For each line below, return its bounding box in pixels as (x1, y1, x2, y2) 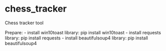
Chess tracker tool (5, 20, 44, 26)
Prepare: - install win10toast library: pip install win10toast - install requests (5, 29, 161, 35)
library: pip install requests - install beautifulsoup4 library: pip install (5, 35, 148, 41)
